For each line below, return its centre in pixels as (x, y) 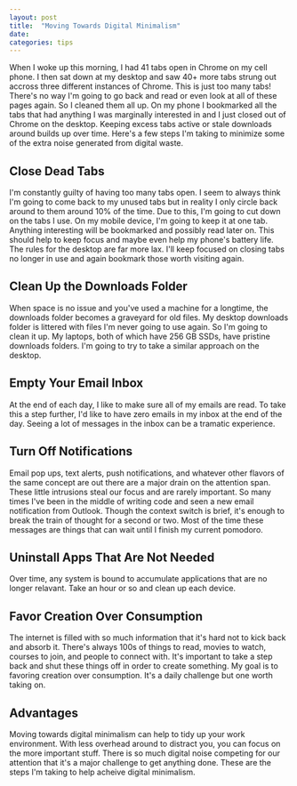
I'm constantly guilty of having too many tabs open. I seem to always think (145, 193)
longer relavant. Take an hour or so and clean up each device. (123, 589)
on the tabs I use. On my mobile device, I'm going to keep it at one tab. (139, 221)
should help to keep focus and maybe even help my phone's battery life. (141, 240)
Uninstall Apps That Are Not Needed (112, 557)
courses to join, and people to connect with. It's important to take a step (141, 657)
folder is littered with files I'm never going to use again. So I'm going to (139, 326)
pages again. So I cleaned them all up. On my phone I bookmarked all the (143, 105)
